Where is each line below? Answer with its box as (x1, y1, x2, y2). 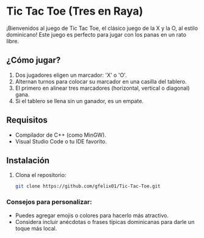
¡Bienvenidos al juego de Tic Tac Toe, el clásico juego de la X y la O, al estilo (6, 24, 199, 32)
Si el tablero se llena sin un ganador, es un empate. (15, 97, 144, 104)
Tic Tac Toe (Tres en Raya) (6, 4, 144, 18)
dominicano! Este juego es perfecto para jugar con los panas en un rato (6, 31, 186, 38)
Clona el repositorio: (15, 171, 67, 179)
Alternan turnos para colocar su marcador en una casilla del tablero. (15, 78, 188, 85)
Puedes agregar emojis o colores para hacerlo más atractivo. (15, 212, 169, 219)
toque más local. (15, 225, 57, 232)
